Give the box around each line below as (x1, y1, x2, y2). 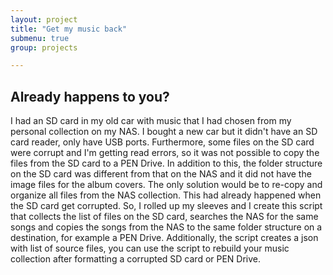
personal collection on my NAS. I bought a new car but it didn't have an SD (10, 126, 318, 138)
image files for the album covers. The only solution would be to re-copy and (10, 179, 323, 191)
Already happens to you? (10, 88, 170, 105)
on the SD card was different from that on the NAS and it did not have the (10, 168, 312, 180)
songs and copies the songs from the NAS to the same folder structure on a (10, 221, 323, 233)
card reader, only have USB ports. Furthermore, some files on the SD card (10, 136, 315, 148)
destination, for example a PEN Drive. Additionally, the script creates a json (10, 232, 319, 244)
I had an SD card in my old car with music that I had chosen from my (10, 115, 292, 127)
